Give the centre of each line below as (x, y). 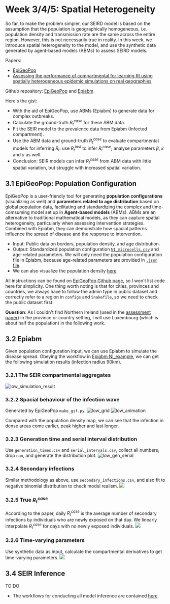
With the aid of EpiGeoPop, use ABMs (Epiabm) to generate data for (83, 111)
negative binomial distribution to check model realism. (62, 486)
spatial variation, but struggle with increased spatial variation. (77, 168)
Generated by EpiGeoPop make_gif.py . (46, 410)
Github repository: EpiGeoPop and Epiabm (49, 91)
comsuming (18, 212)
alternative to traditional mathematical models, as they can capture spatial (82, 217)
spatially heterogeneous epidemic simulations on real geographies (82, 81)
